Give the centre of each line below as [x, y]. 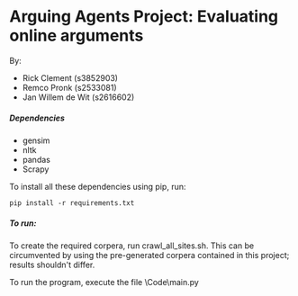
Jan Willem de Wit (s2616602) [78, 97]
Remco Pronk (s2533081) [69, 87]
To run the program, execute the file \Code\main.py [104, 282]
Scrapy [36, 169]
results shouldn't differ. [52, 265]
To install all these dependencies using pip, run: [98, 186]
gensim [36, 140]
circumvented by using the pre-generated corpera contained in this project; [149, 255]
